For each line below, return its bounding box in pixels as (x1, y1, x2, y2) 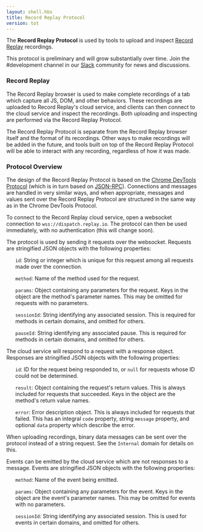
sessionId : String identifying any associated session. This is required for (15, 311, 196, 318)
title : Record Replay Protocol (6, 15, 85, 21)
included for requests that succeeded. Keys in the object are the (15, 390, 176, 397)
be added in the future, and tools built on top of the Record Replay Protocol (6, 141, 194, 148)
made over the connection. (15, 263, 83, 270)
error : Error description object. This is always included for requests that (15, 408, 195, 416)
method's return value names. (15, 397, 90, 404)
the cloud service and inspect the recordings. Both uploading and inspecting (6, 110, 198, 117)
